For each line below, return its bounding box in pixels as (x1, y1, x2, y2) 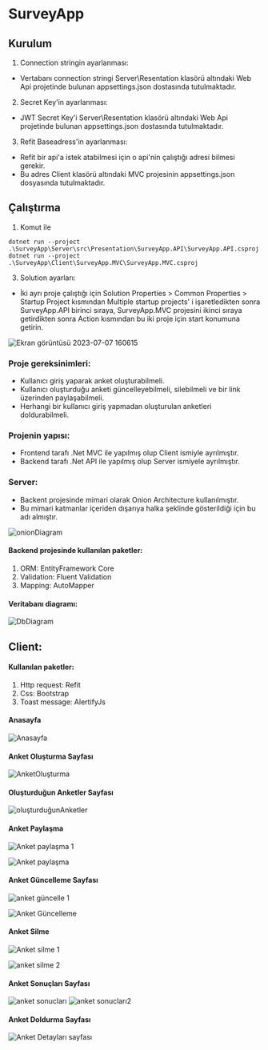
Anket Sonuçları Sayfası (8, 978, 90, 988)
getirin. (19, 322, 44, 332)
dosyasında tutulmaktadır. (19, 178, 106, 187)
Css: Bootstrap (19, 688, 70, 698)
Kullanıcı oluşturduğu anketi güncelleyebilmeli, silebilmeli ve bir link (19, 385, 241, 395)
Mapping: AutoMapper (19, 580, 94, 590)
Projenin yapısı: (8, 430, 70, 441)
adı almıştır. (19, 511, 58, 521)
